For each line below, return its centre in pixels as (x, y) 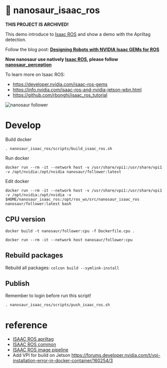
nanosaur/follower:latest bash (38, 204)
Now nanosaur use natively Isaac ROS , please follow (62, 59)
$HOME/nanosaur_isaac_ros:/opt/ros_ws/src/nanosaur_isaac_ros (72, 199)
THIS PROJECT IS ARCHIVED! (37, 24)
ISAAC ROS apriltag (33, 339)
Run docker (17, 158)
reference (26, 325)
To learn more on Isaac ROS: (35, 74)
